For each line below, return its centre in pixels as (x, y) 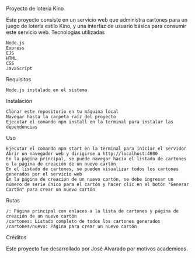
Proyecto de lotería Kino (35, 8)
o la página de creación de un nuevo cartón (61, 164)
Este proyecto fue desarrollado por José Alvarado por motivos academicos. (97, 249)
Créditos (16, 237)
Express (15, 48)
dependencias (22, 127)
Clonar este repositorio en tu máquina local (62, 112)
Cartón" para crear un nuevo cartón (51, 190)
